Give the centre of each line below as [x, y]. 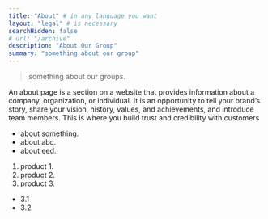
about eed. [38, 151]
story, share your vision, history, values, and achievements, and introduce [131, 109]
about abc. [38, 142]
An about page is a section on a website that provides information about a [132, 92]
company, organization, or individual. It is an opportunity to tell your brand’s [134, 101]
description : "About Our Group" [63, 46]
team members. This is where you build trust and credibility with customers [134, 118]
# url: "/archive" [39, 38]
